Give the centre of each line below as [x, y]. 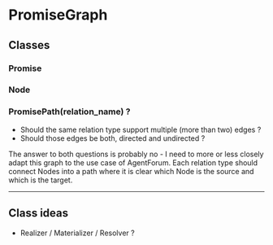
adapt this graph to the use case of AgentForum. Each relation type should [133, 162]
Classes [29, 45]
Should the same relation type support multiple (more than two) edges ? [141, 129]
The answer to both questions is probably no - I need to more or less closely [136, 154]
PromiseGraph [58, 15]
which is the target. [41, 180]
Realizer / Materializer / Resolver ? [78, 233]
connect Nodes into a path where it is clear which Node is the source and [131, 171]
